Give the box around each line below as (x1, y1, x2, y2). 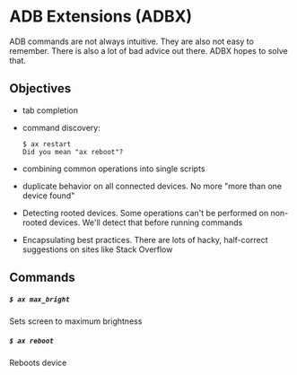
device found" (22, 190, 75, 201)
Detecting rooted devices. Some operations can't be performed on (22, 207, 269, 218)
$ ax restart (22, 139, 72, 149)
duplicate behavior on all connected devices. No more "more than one (22, 180, 283, 191)
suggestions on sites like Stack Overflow (22, 244, 173, 255)
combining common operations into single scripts (22, 163, 205, 174)
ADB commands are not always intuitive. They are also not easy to (9, 36, 254, 47)
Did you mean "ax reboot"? (22, 147, 124, 156)
